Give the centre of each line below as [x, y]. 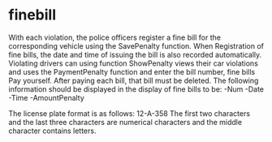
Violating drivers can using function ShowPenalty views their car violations [133, 63]
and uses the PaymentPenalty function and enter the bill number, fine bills [132, 71]
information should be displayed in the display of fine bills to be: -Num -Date [136, 89]
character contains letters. [52, 131]
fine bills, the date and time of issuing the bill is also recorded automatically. [135, 54]
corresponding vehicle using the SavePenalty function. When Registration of [136, 45]
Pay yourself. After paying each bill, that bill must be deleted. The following [134, 80]
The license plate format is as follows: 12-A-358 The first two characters [129, 113]
